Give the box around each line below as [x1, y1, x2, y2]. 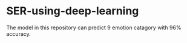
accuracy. [6, 30, 31, 37]
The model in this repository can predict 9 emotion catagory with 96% [6, 24, 182, 31]
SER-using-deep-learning [6, 4, 139, 18]
